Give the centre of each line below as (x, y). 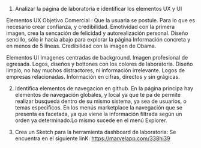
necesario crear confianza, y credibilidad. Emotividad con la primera (91, 27)
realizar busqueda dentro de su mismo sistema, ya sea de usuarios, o (101, 101)
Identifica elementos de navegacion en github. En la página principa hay (104, 88)
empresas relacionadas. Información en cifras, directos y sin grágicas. (93, 77)
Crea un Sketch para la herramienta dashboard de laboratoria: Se (95, 132)
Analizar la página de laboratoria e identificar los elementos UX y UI (98, 9)
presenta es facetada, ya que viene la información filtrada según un (98, 114)
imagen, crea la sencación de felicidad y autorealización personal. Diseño (97, 33)
